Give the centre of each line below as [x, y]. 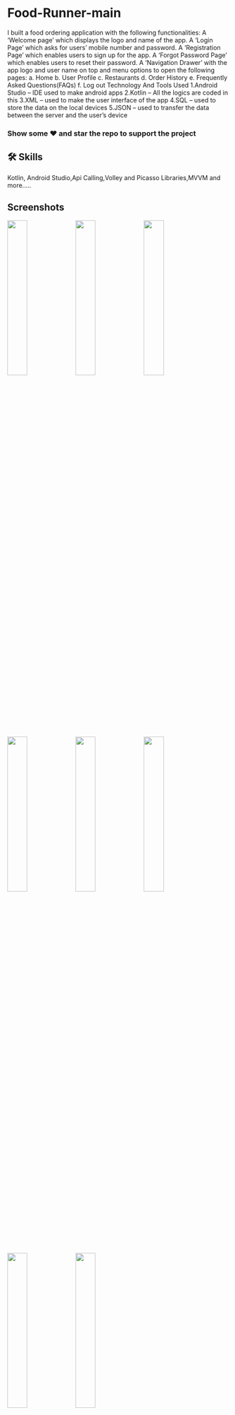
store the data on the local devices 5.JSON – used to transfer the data [108, 107]
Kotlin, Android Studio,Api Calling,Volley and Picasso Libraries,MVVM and [114, 177]
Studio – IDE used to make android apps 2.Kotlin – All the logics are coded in [118, 92]
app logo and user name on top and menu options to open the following [111, 70]
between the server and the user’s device [68, 115]
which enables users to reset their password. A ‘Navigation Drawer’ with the [117, 62]
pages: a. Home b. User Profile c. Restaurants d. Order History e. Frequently [118, 77]
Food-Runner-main [64, 13]
